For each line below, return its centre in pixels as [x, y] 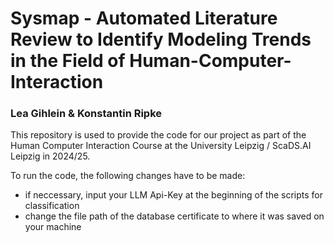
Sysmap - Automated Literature [144, 18]
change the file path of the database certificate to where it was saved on [174, 216]
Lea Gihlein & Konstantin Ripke [86, 114]
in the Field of [68, 61]
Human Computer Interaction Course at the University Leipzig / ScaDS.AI [161, 146]
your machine [53, 227]
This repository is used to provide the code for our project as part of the [158, 135]
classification [52, 206]
